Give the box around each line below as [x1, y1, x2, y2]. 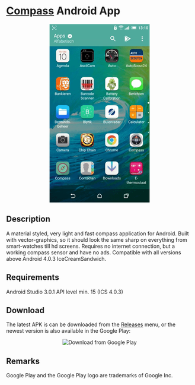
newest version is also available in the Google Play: [6, 327, 131, 334]
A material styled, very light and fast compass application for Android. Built [6, 230, 189, 237]
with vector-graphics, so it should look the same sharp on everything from [6, 236, 188, 243]
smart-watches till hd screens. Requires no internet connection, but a [6, 242, 175, 250]
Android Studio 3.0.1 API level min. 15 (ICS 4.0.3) [6, 288, 123, 295]
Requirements [6, 272, 59, 283]
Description [6, 214, 50, 224]
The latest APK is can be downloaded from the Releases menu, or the [6, 321, 176, 328]
